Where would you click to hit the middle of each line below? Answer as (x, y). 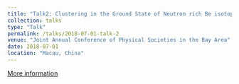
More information (33, 73)
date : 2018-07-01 (33, 47)
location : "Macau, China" (46, 54)
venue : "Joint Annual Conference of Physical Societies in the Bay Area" (119, 40)
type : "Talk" (27, 27)
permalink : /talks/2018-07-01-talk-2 (63, 34)
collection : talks (34, 20)
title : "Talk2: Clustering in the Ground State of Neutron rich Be (110, 14)
